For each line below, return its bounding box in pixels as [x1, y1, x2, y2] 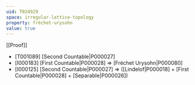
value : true [6, 25, 36, 32]
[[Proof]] [6, 42, 28, 49]
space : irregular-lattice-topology [6, 14, 94, 20]
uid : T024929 [6, 8, 39, 15]
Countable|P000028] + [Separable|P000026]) [14, 72, 129, 79]
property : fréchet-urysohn [6, 20, 73, 26]
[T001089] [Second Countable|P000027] [14, 53, 116, 60]
